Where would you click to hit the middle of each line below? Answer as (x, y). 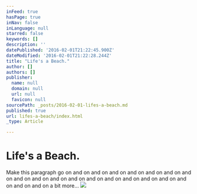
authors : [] (21, 72)
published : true (26, 111)
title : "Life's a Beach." (38, 61)
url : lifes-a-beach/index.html (45, 116)
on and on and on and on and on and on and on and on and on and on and (96, 179)
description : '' (26, 45)
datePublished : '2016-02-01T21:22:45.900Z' (60, 50)
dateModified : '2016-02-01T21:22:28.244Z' (59, 56)
